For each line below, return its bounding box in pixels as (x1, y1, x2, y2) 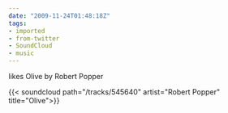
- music (8, 49, 35, 57)
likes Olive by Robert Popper (8, 72, 104, 81)
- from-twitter (8, 34, 60, 43)
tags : (8, 19, 27, 27)
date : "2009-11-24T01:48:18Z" (8, 11, 111, 20)
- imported (8, 27, 45, 35)
